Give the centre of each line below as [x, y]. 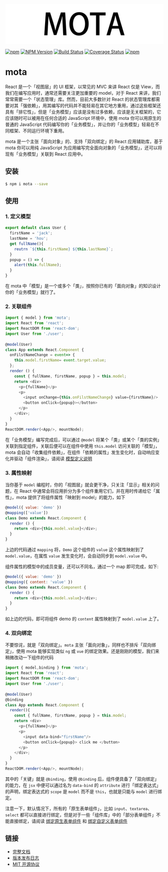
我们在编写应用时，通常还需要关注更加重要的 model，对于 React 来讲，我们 [83, 93]
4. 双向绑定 [19, 633]
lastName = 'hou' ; [29, 239]
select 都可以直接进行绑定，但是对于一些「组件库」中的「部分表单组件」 [81, 815]
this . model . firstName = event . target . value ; [60, 360]
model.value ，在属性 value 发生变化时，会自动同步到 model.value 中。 [78, 556]
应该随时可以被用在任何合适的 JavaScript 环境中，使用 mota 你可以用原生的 [83, 118]
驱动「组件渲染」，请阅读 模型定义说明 [53, 458]
